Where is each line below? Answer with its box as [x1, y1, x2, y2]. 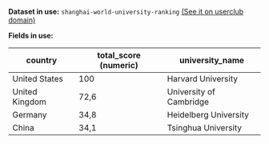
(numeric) [99, 60, 139, 70]
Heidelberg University [167, 110, 250, 120]
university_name [179, 55, 245, 66]
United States [12, 74, 64, 84]
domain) [8, 15, 36, 25]
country [26, 55, 58, 66]
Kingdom [12, 96, 46, 107]
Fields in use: [8, 31, 54, 40]
